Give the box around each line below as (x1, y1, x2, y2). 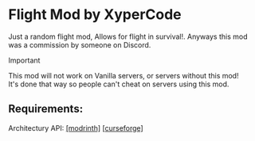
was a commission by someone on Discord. (8, 40, 151, 49)
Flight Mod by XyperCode (8, 6, 182, 24)
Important (8, 55, 41, 65)
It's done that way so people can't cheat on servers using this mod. (8, 79, 229, 89)
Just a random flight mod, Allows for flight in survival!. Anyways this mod (8, 32, 248, 41)
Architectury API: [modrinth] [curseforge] (8, 123, 143, 132)
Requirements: (8, 102, 84, 116)
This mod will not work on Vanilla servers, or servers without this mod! (8, 70, 239, 80)
